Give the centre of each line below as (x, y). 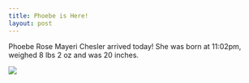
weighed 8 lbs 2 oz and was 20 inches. (74, 55)
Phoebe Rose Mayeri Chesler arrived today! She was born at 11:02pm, (125, 46)
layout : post (30, 23)
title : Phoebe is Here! (49, 16)
